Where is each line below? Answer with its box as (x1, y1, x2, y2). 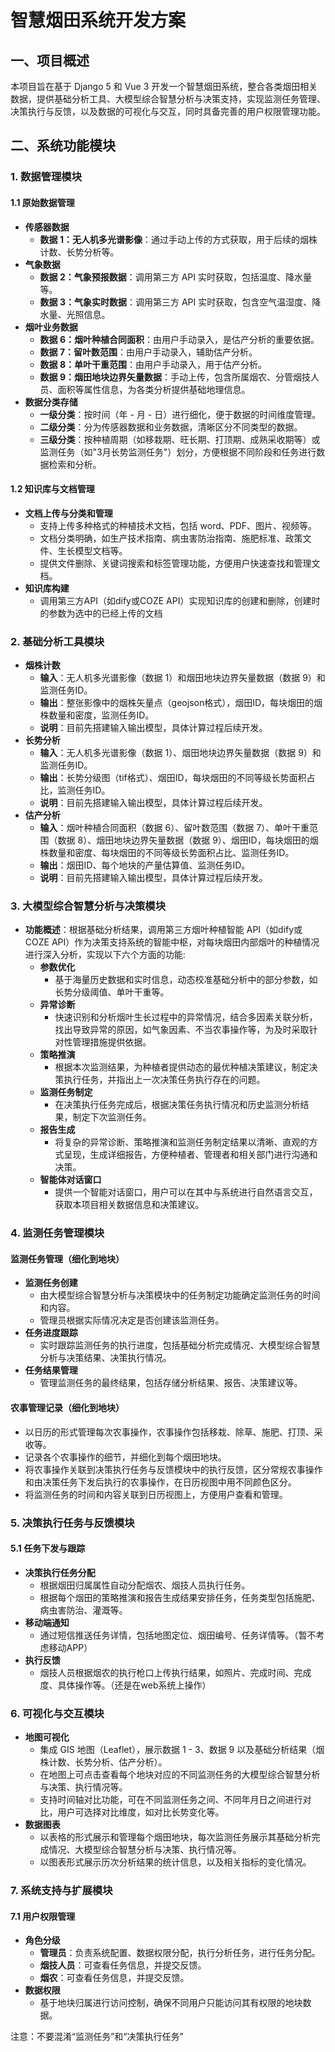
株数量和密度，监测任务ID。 (39, 709, 155, 721)
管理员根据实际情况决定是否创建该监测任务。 (39, 1314, 225, 1326)
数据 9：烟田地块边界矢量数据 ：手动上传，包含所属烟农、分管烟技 (39, 371, 312, 383)
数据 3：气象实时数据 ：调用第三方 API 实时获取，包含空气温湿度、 (39, 296, 313, 308)
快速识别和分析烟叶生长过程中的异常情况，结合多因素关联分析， (54, 1011, 318, 1023)
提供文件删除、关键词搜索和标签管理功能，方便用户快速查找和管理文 (39, 557, 321, 569)
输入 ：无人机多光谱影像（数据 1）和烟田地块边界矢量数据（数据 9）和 (39, 672, 326, 684)
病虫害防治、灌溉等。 (39, 1604, 128, 1616)
